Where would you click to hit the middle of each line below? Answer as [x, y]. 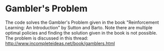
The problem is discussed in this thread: [47, 38]
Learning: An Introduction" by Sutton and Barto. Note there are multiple [79, 27]
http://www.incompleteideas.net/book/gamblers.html [60, 43]
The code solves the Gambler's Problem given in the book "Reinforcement [82, 22]
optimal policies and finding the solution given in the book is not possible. [81, 33]
